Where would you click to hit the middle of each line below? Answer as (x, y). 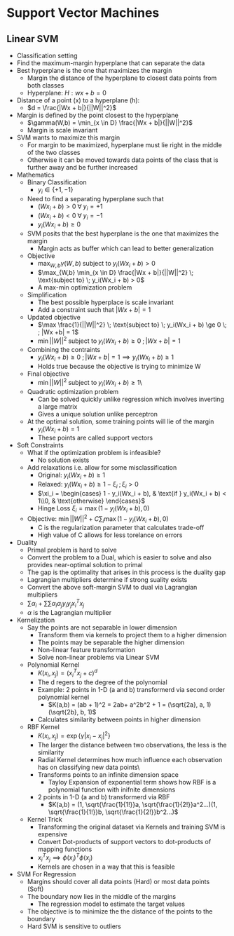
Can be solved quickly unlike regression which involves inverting (131, 399)
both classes (46, 85)
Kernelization (36, 620)
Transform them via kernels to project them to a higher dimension (132, 635)
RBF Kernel (43, 727)
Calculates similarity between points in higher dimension (119, 719)
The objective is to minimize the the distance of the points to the (120, 911)
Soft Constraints (40, 445)
